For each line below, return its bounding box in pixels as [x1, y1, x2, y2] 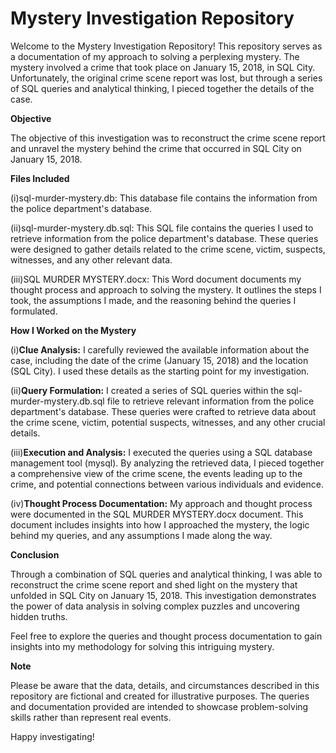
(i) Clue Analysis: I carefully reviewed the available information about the [10, 343, 310, 356]
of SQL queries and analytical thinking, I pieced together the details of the [10, 82, 315, 94]
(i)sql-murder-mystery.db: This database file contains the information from [10, 192, 318, 204]
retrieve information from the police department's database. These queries [10, 232, 319, 244]
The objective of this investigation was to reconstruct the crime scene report [10, 132, 326, 144]
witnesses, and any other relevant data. [10, 253, 173, 266]
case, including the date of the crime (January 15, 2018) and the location [10, 354, 309, 366]
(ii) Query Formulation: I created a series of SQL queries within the [10, 384, 285, 396]
